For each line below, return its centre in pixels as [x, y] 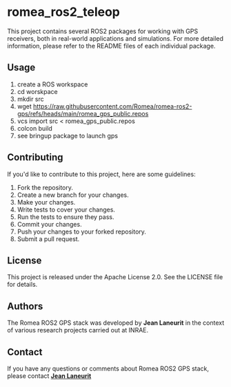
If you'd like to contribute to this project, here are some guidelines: [101, 174]
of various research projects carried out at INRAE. [78, 330]
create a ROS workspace [52, 84]
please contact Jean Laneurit [49, 376]
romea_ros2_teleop [64, 12]
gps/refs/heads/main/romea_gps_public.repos [83, 113]
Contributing [35, 157]
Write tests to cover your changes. [66, 209]
